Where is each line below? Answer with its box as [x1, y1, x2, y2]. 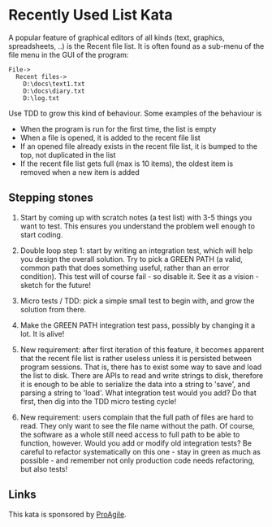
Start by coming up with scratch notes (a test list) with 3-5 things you [19, 212, 253, 222]
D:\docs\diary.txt [23, 87, 85, 95]
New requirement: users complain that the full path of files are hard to [19, 412, 254, 422]
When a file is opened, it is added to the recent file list [19, 133, 201, 142]
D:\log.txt [23, 94, 60, 102]
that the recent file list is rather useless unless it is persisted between [19, 353, 253, 363]
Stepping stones [8, 191, 93, 205]
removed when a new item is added [19, 167, 140, 176]
